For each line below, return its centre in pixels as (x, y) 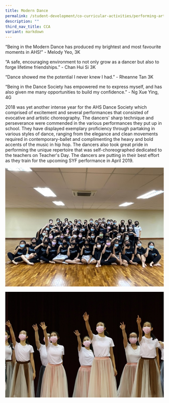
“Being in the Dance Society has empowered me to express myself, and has (84, 87)
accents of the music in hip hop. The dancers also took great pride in (77, 145)
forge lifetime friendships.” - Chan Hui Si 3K (51, 67)
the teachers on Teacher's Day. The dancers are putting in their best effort (82, 155)
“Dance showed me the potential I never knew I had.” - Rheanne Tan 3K (79, 77)
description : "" (22, 21)
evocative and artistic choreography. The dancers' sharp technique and (79, 118)
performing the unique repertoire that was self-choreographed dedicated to (84, 150)
